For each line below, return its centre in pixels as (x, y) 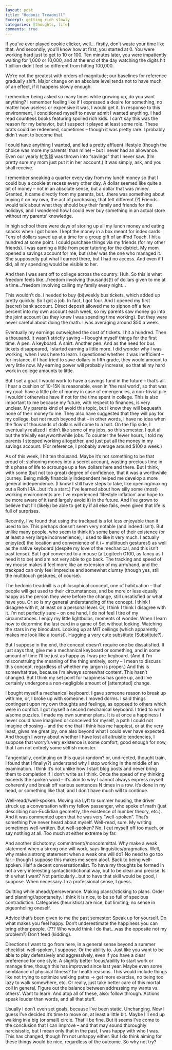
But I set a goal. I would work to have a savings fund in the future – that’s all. (85, 381)
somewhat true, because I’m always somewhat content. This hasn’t (76, 672)
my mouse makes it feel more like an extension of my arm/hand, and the (82, 565)
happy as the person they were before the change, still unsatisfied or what (84, 597)
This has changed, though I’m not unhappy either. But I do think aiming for (84, 1036)
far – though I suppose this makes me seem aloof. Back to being (73, 860)
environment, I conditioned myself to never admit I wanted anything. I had (83, 113)
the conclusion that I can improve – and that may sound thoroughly (76, 1025)
